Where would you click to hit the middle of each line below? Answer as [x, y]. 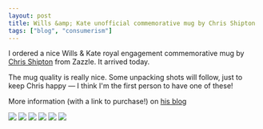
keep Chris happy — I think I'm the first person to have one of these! [121, 86]
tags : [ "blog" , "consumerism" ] [60, 30]
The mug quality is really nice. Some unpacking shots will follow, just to [126, 78]
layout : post [30, 16]
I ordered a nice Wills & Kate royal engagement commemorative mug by [126, 54]
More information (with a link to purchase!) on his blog [98, 102]
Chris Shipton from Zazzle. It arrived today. [79, 62]
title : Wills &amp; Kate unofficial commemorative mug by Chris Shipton [132, 23]
